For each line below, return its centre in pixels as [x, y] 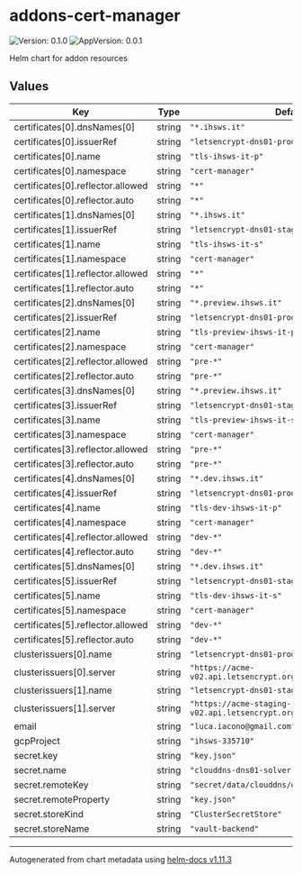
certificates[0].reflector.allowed [81, 186]
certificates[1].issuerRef [66, 229]
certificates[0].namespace [70, 170]
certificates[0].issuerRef [66, 141]
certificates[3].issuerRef [66, 405]
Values [29, 86]
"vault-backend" [225, 828]
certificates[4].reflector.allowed [81, 537]
